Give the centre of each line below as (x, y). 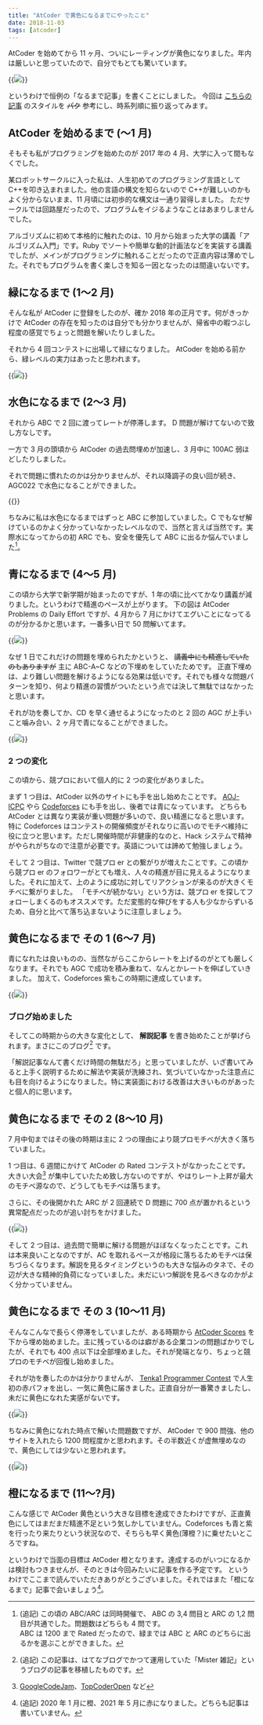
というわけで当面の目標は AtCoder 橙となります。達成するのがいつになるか (129, 1560)
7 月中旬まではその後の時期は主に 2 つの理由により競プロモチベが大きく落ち (131, 1139)
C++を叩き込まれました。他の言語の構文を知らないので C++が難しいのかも (130, 190)
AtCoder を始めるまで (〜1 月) (80, 133)
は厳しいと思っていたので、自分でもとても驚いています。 (100, 63)
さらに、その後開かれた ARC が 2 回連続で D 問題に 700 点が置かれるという (130, 1202)
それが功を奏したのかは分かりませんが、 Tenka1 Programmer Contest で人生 (131, 1378)
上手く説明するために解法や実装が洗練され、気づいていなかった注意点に (138, 1072)
